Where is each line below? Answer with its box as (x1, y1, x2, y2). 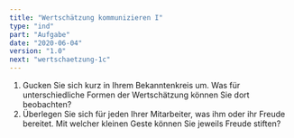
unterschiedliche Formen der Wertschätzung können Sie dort (22, 89, 250, 100)
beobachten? (22, 99, 72, 109)
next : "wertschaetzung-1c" (9, 55, 111, 64)
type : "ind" (9, 22, 54, 31)
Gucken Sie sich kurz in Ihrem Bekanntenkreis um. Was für (22, 80, 241, 90)
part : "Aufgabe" (9, 30, 70, 39)
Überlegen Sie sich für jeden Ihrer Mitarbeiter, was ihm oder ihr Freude (22, 109, 286, 119)
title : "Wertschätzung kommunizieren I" (9, 13, 164, 23)
